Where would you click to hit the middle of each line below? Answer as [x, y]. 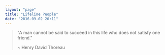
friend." [25, 38]
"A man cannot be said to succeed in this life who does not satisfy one [88, 33]
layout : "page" [21, 10]
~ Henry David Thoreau [41, 48]
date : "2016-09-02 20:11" [32, 19]
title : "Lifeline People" [32, 14]
